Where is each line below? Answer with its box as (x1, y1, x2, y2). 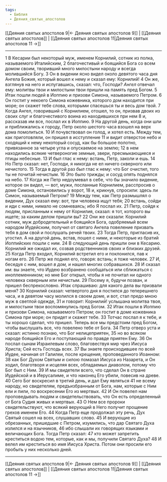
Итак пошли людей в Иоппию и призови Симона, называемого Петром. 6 (5, 92, 162, 98)
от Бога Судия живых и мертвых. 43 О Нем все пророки (5, 399, 125, 405)
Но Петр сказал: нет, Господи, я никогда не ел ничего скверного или (5, 161, 152, 167)
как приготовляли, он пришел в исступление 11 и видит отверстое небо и (5, 134, 162, 140)
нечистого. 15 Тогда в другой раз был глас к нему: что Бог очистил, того (5, 166, 159, 172)
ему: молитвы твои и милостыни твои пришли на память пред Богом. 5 (5, 87, 158, 93)
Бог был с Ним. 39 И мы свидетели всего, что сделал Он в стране (5, 367, 146, 373)
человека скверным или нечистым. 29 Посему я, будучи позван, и (5, 277, 148, 283)
